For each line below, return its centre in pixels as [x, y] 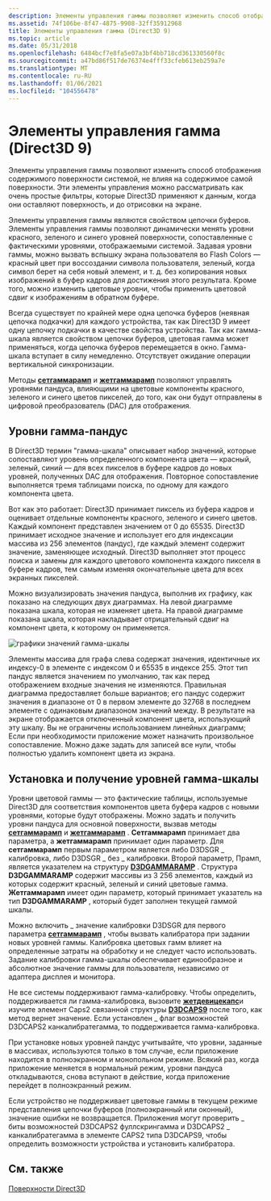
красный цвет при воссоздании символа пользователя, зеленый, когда [132, 263]
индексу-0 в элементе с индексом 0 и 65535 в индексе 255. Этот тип [128, 667]
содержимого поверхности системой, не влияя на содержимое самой [131, 179]
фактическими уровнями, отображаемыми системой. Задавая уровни [130, 246]
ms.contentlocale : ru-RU [50, 76]
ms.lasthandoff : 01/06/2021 [56, 83]
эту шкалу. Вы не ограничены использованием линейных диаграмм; [127, 728]
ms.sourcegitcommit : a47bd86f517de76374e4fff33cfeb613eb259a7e [117, 61]
